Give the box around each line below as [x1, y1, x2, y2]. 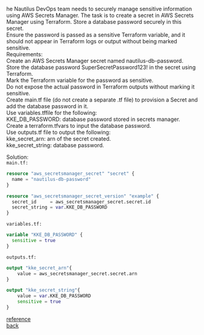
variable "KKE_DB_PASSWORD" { [6, 232, 83, 238]
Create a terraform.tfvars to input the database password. [6, 122, 151, 129]
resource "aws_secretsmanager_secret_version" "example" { [6, 193, 160, 199]
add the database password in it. [6, 103, 89, 109]
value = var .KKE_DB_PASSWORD [17, 293, 91, 299]
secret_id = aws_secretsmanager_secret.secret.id [12, 199, 151, 205]
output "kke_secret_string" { [6, 287, 80, 293]
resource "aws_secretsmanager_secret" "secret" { [6, 171, 135, 177]
